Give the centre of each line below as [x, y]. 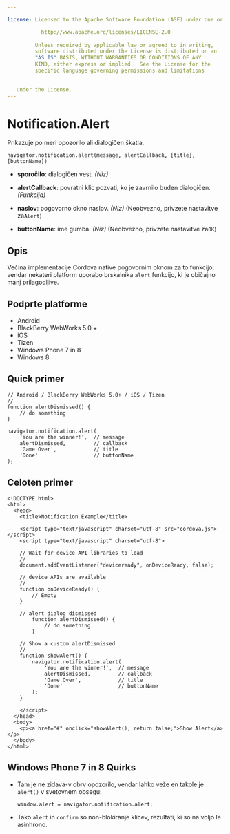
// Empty [44, 595]
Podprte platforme [48, 304]
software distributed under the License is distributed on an [126, 51]
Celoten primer [40, 483]
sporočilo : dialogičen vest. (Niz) [63, 174]
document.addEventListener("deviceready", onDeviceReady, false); [117, 565]
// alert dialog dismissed [58, 613]
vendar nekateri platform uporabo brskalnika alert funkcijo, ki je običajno [111, 275]
